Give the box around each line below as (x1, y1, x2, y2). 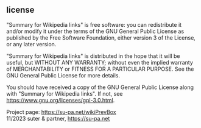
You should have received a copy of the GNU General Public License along (6, 84, 194, 91)
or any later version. (6, 40, 57, 48)
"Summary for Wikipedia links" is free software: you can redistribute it (6, 21, 182, 28)
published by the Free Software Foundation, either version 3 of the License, (6, 34, 196, 41)
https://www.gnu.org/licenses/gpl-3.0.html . (6, 96, 115, 104)
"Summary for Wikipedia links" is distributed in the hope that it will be (6, 52, 180, 60)
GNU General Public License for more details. (6, 71, 121, 79)
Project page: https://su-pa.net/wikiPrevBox (6, 108, 117, 115)
